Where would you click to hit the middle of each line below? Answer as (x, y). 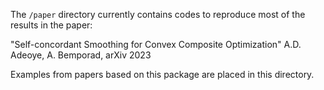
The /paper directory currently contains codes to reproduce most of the (158, 14)
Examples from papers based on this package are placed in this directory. (162, 74)
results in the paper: (51, 25)
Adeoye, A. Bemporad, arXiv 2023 (81, 55)
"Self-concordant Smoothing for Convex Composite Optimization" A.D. (156, 44)
